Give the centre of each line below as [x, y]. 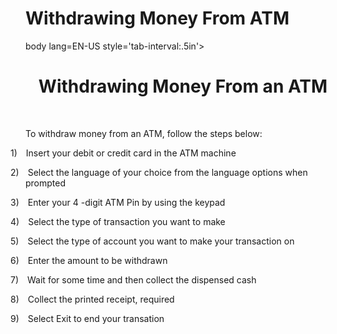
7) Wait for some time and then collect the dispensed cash [133, 279]
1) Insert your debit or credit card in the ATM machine [123, 153]
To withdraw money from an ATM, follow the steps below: [144, 133]
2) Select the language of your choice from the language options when [159, 172]
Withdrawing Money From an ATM [183, 86]
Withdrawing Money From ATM [157, 18]
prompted [46, 183]
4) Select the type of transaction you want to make [118, 221]
